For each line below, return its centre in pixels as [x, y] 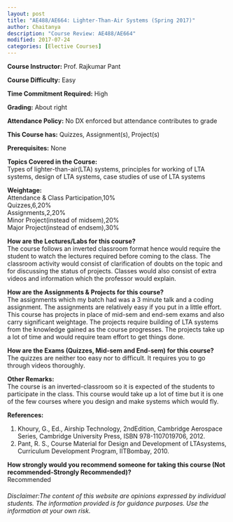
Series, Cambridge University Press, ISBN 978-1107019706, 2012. [111, 436]
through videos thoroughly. [46, 365]
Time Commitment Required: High [58, 93]
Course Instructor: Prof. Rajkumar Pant [64, 66]
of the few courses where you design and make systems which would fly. [113, 402]
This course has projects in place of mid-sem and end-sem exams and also [116, 314]
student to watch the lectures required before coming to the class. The [109, 256]
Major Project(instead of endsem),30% [63, 228]
